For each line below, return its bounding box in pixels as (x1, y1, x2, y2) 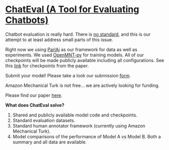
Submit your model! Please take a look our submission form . (5, 72, 131, 78)
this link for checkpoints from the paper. (5, 63, 89, 69)
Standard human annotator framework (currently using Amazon (12, 123, 146, 129)
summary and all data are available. (12, 139, 87, 145)
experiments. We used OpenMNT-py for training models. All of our (5, 52, 144, 58)
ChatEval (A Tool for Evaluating (5, 4, 140, 15)
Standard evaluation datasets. (12, 117, 75, 123)
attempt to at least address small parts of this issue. (5, 37, 113, 43)
